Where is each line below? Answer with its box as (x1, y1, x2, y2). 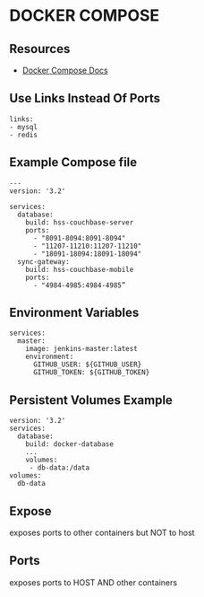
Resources (9, 41, 71, 57)
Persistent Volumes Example (9, 392, 173, 408)
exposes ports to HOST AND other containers (9, 576, 177, 588)
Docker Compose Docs (21, 65, 109, 75)
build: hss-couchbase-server (25, 217, 134, 227)
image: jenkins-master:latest (25, 345, 139, 354)
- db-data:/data (29, 463, 90, 472)
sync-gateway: (17, 257, 70, 266)
